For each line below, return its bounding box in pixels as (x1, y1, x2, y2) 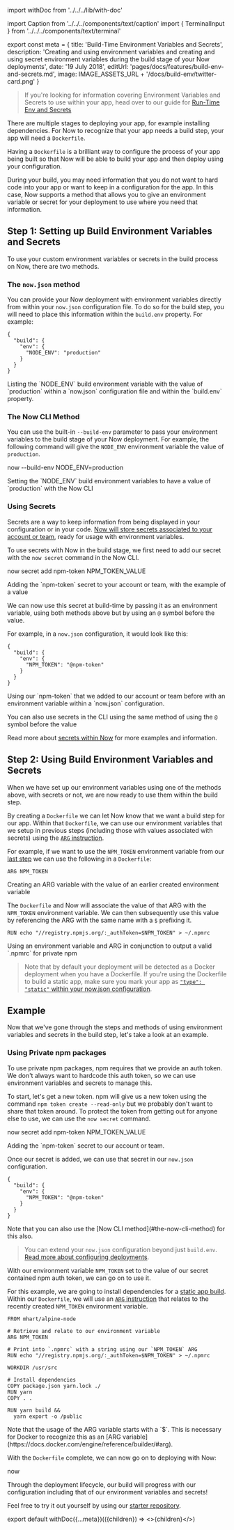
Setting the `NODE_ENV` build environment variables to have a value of (7, 477, 211, 485)
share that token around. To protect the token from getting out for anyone (7, 1107, 218, 1115)
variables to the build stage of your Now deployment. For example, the (7, 435, 210, 444)
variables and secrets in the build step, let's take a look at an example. (7, 1031, 209, 1039)
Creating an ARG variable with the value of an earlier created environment (7, 880, 219, 889)
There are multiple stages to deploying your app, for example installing (7, 119, 210, 127)
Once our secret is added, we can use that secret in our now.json (7, 1155, 194, 1163)
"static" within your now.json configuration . (24, 985, 152, 993)
